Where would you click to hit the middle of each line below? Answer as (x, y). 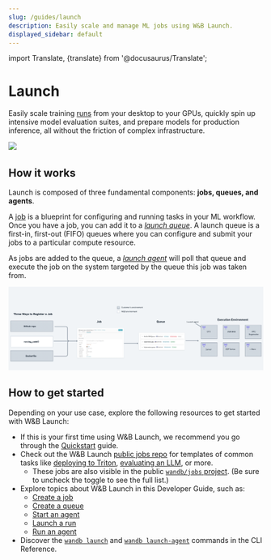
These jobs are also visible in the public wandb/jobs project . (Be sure (146, 471)
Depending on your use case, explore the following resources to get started (134, 413)
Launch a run (54, 523)
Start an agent (56, 514)
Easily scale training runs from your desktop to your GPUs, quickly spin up (132, 113)
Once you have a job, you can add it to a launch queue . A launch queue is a (134, 225)
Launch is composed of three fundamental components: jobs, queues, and (133, 192)
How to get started (56, 393)
